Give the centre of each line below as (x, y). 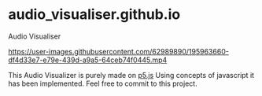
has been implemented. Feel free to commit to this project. (103, 83)
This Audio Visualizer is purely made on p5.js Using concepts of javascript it (131, 75)
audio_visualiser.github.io (94, 15)
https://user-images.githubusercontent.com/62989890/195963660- (119, 51)
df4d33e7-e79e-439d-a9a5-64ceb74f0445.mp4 (88, 60)
